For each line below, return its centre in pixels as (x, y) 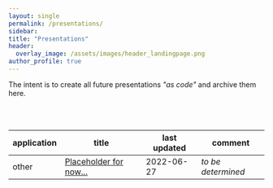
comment (231, 142)
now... (76, 172)
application (35, 142)
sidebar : (23, 31)
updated (170, 147)
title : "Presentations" (49, 39)
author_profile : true (45, 62)
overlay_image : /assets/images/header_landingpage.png (110, 54)
